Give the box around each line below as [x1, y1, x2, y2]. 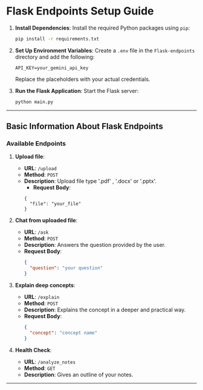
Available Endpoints [6, 139, 66, 147]
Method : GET [24, 364, 56, 372]
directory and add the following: [14, 53, 95, 60]
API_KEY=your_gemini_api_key [14, 65, 89, 71]
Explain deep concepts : [14, 282, 76, 289]
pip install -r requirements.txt [14, 36, 100, 42]
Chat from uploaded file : [14, 217, 78, 224]
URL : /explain [24, 293, 60, 300]
